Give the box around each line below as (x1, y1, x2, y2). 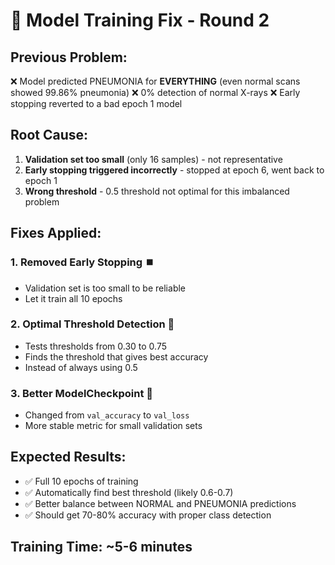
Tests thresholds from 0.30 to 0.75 (24, 340, 168, 352)
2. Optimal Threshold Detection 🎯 (10, 317, 175, 331)
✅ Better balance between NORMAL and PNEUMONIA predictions (24, 497, 297, 509)
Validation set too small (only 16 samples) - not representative (24, 153, 283, 165)
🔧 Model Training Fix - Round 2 (10, 9, 270, 32)
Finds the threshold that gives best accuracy (24, 350, 209, 363)
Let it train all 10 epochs (24, 292, 123, 304)
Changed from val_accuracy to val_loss (24, 409, 190, 421)
